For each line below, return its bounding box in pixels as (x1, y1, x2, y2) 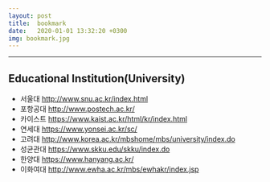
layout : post (8, 11, 52, 20)
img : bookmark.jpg (8, 34, 70, 43)
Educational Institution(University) (8, 72, 186, 85)
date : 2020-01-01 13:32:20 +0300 (8, 27, 128, 35)
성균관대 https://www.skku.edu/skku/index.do (19, 144, 170, 154)
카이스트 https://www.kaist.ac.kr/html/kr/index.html (19, 114, 187, 124)
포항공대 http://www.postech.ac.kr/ (19, 104, 135, 114)
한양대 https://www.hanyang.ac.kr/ (19, 155, 134, 164)
